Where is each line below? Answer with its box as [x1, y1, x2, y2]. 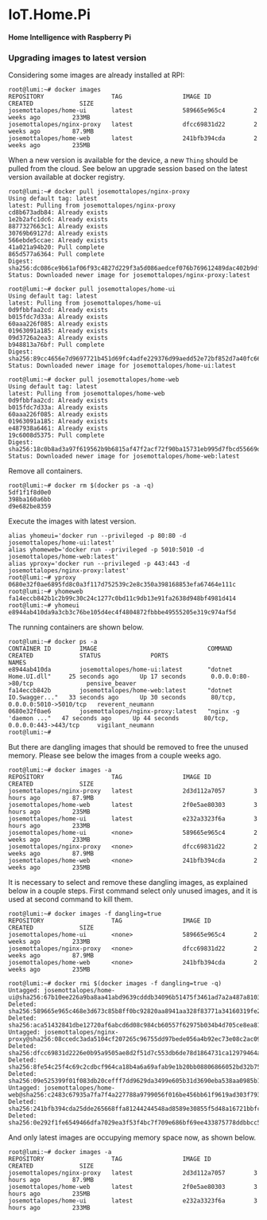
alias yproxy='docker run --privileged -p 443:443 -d [8, 559, 191, 568]
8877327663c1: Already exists [8, 223, 109, 231]
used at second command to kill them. [8, 895, 133, 904]
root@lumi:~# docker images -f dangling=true [8, 910, 161, 918]
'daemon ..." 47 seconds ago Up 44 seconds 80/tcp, [8, 715, 229, 723]
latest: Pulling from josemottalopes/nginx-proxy [8, 201, 176, 210]
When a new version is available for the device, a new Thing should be [8, 155, 238, 165]
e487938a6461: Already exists [8, 424, 109, 433]
